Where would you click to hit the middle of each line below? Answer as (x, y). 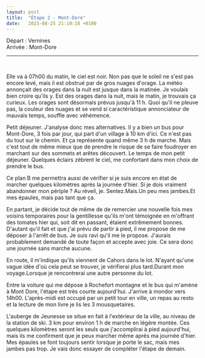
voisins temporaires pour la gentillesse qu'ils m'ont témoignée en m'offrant (100, 216)
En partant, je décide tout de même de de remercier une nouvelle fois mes (100, 210)
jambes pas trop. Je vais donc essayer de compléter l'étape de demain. (96, 349)
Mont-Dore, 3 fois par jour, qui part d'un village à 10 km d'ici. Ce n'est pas (99, 134)
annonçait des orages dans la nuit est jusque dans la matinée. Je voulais (97, 90)
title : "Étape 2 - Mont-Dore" (46, 18)
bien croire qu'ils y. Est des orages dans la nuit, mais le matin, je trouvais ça (101, 96)
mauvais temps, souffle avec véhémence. (59, 115)
